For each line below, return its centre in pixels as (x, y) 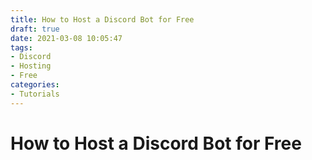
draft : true (35, 29)
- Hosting (31, 66)
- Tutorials (35, 94)
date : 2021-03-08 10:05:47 (66, 38)
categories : (35, 85)
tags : (21, 47)
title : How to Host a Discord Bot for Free (102, 19)
